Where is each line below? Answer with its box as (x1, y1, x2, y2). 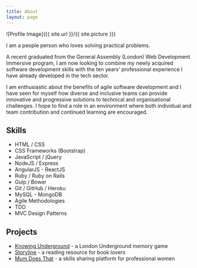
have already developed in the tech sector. (6, 72, 109, 79)
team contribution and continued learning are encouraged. (6, 108, 148, 115)
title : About (6, 8, 38, 15)
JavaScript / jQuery (14, 154, 62, 161)
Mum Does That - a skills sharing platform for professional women (14, 255, 175, 262)
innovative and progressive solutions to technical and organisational (6, 95, 171, 103)
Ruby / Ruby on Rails (14, 172, 65, 180)
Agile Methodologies (14, 197, 65, 204)
